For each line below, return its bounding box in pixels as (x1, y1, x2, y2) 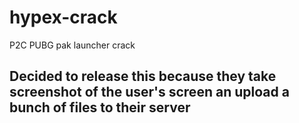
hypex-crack (9, 6, 118, 29)
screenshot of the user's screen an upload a (9, 84, 290, 101)
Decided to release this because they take (9, 68, 277, 85)
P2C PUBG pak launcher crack (9, 39, 136, 51)
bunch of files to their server (9, 99, 191, 116)
